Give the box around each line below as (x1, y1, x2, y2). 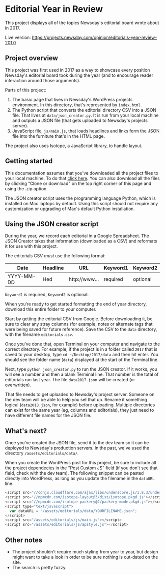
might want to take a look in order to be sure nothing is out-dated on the (12, 554, 158, 560)
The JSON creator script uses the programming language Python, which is (5, 195, 156, 201)
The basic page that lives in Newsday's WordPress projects (12, 96, 133, 102)
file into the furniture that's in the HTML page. (12, 133, 105, 139)
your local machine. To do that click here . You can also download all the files (5, 175, 160, 181)
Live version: (5, 34, 31, 40)
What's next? (5, 426, 47, 435)
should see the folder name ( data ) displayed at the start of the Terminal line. (5, 357, 159, 363)
